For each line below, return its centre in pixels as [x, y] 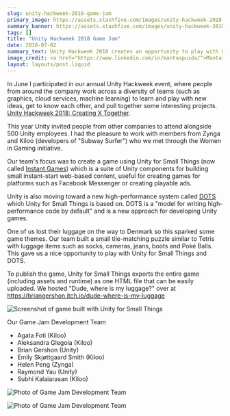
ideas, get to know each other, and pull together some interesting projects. [112, 105]
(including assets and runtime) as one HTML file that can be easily [100, 281]
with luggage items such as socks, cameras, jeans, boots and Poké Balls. [110, 246]
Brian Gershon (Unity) [48, 350]
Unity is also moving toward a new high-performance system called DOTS [112, 196]
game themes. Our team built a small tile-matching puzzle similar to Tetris [111, 238]
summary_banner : [30, 26]
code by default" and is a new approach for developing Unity [131, 211]
